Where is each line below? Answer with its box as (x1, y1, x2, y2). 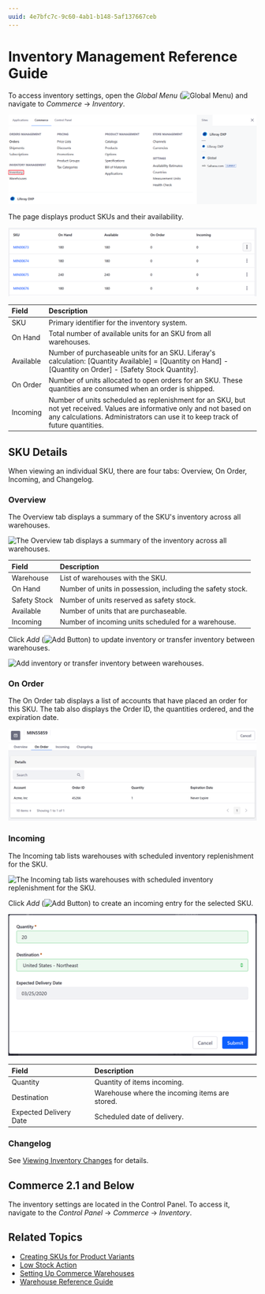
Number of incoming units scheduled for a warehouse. (59, 617, 237, 627)
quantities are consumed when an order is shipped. (48, 384, 215, 393)
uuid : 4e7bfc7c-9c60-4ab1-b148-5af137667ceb (8, 13, 157, 21)
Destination (11, 1092, 49, 1102)
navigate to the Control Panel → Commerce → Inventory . (8, 1207, 192, 1218)
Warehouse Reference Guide (19, 1277, 114, 1286)
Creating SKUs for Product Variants (19, 1251, 135, 1261)
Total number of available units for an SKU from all (48, 328, 211, 338)
